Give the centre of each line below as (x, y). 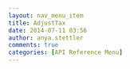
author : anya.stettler (46, 38)
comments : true (33, 45)
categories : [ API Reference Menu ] (66, 52)
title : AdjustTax (37, 23)
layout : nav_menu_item (46, 15)
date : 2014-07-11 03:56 (48, 30)
